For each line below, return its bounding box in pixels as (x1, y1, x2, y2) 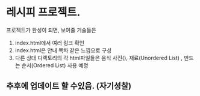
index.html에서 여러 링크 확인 (14, 39, 84, 46)
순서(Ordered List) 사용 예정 (21, 61, 89, 69)
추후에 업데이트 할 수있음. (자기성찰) (6, 81, 131, 91)
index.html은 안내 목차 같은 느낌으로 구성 (14, 46, 112, 54)
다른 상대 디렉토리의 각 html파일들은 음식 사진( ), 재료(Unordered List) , (14, 54, 183, 61)
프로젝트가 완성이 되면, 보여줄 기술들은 (6, 26, 96, 34)
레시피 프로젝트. (6, 5, 81, 19)
